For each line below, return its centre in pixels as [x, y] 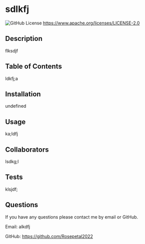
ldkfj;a [12, 78]
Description [24, 39]
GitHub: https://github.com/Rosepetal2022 [49, 236]
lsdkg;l [12, 161]
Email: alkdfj [18, 227]
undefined [16, 106]
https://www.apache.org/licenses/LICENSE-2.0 [91, 23]
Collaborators [27, 149]
